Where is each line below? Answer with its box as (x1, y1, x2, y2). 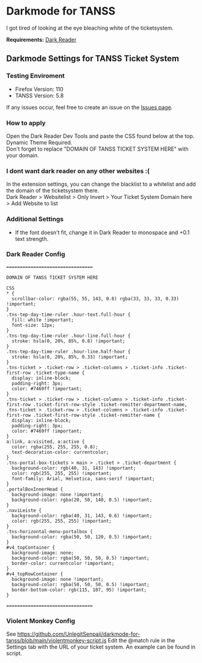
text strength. (14, 235, 49, 243)
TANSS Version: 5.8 (14, 92, 64, 99)
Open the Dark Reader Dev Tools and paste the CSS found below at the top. (6, 132, 195, 140)
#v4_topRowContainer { (6, 570, 63, 577)
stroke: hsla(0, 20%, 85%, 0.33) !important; (11, 354, 128, 360)
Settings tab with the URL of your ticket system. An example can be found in (6, 643, 196, 651)
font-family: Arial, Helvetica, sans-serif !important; (11, 475, 155, 482)
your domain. (6, 151, 39, 158)
